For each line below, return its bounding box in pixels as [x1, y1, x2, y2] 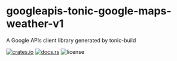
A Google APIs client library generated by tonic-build [6, 36, 136, 44]
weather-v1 [6, 17, 64, 30]
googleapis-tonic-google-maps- [6, 4, 172, 18]
